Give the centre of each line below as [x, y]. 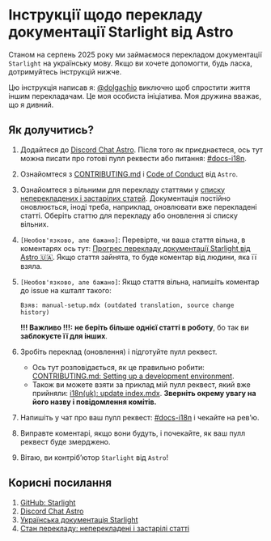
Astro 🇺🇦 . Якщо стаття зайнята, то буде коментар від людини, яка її [138, 257]
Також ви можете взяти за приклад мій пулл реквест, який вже [141, 384]
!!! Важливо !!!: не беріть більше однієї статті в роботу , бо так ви [134, 327]
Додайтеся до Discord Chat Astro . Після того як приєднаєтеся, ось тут [142, 149]
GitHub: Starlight [48, 502]
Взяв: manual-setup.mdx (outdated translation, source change [127, 305]
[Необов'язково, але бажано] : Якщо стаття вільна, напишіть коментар [140, 282]
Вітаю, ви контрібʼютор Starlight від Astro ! [94, 457]
